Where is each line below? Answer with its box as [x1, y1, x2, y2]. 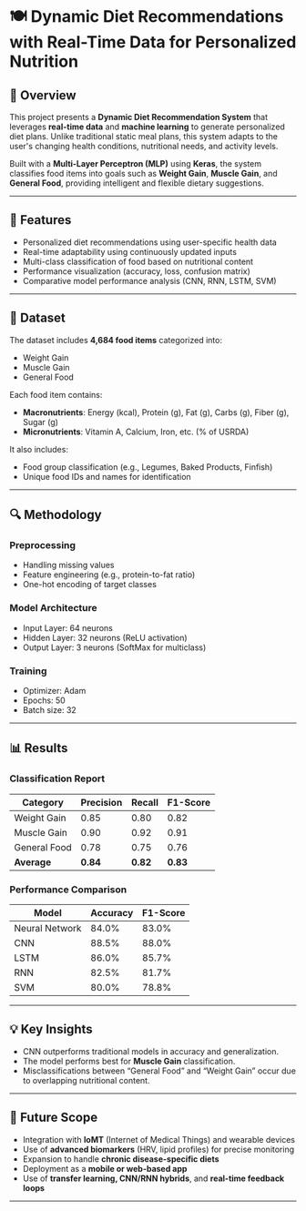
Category [22, 796, 64, 809]
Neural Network [14, 921, 82, 934]
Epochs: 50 [22, 695, 66, 706]
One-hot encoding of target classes [22, 579, 158, 590]
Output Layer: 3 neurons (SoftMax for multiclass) [22, 642, 207, 653]
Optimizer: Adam [22, 685, 87, 696]
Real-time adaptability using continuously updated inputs [22, 246, 237, 257]
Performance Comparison [9, 883, 127, 896]
